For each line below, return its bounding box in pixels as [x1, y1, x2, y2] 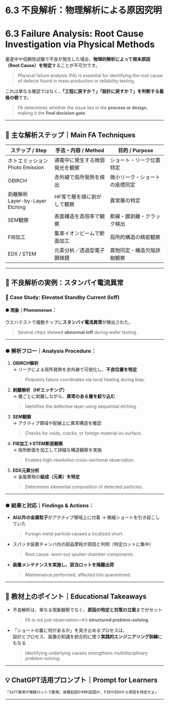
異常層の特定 [110, 197, 141, 204]
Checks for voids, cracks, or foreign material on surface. [25, 430, 142, 436]
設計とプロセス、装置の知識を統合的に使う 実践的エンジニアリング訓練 [12, 633, 158, 639]
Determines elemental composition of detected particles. [25, 483, 143, 490]
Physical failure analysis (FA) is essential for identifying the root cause [17, 73, 163, 79]
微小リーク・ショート [110, 174, 160, 181]
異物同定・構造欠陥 [110, 247, 156, 254]
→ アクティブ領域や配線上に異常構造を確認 [12, 420, 102, 426]
